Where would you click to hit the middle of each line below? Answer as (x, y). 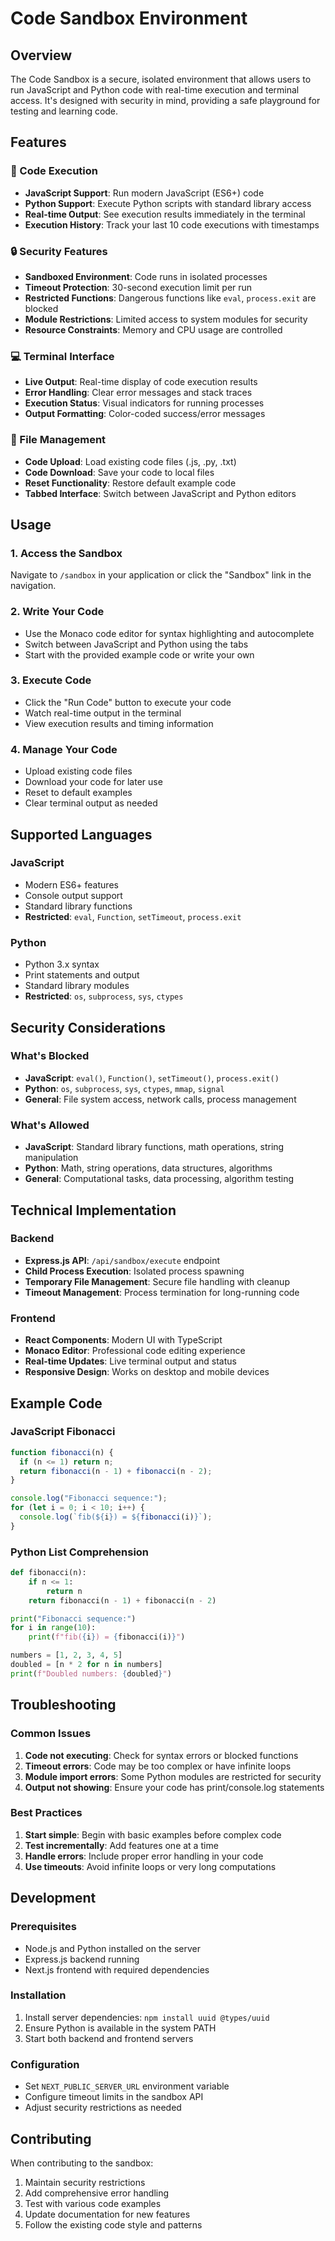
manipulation (51, 1158)
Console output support (73, 895)
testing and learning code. (64, 111)
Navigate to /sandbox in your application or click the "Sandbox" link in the (161, 575)
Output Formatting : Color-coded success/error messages (145, 414)
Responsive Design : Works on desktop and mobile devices (147, 1372)
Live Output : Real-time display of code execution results (141, 382)
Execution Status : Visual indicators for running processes (144, 403)
